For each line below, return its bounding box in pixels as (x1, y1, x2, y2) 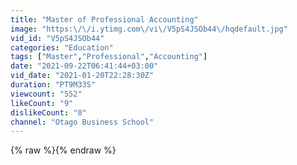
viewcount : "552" (10, 89, 83, 99)
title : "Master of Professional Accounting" (10, 14, 199, 25)
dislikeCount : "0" (10, 107, 87, 118)
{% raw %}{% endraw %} (10, 144, 117, 156)
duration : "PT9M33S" (10, 80, 97, 90)
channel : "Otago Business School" (10, 117, 155, 127)
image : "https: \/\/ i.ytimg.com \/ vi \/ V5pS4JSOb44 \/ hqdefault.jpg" (10, 24, 288, 34)
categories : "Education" (10, 42, 114, 53)
